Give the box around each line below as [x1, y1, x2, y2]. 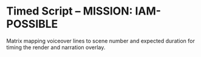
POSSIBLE [6, 17, 58, 31]
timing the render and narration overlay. [6, 44, 106, 51]
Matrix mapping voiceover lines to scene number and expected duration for [6, 37, 196, 44]
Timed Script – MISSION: [6, 4, 133, 18]
